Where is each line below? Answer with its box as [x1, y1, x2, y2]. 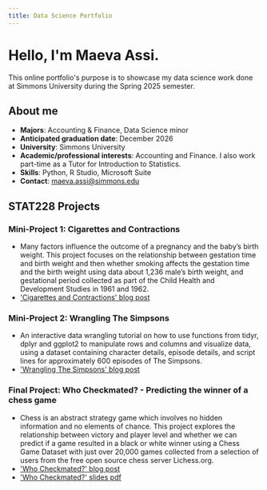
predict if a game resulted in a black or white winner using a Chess [19, 438, 240, 448]
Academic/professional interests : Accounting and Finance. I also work [19, 151, 256, 161]
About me [8, 104, 58, 118]
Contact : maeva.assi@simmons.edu [19, 177, 140, 186]
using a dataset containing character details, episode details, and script [19, 348, 256, 357]
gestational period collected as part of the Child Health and [19, 276, 215, 285]
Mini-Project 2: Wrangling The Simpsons [8, 313, 169, 324]
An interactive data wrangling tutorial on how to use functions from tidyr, [19, 331, 259, 341]
